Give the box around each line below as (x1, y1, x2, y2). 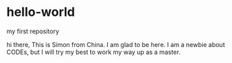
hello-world (6, 4, 76, 20)
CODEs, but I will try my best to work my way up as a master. (6, 48, 181, 56)
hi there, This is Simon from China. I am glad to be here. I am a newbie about (6, 40, 225, 48)
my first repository (6, 27, 60, 35)
